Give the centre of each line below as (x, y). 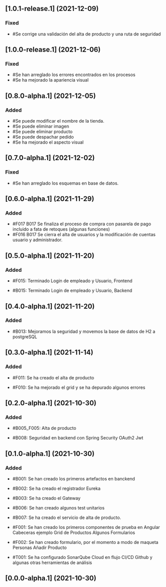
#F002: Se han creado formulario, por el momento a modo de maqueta (85, 542)
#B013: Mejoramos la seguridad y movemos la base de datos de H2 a (84, 331)
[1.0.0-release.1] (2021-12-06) (53, 50)
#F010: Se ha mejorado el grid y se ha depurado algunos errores (79, 387)
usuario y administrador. (37, 240)
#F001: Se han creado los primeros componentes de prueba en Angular (86, 527)
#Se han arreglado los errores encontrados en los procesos (74, 75)
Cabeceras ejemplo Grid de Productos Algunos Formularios (74, 532)
